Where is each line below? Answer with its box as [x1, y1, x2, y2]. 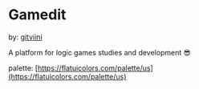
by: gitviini [8, 32, 43, 42]
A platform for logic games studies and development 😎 [8, 47, 191, 57]
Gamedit [8, 6, 67, 24]
